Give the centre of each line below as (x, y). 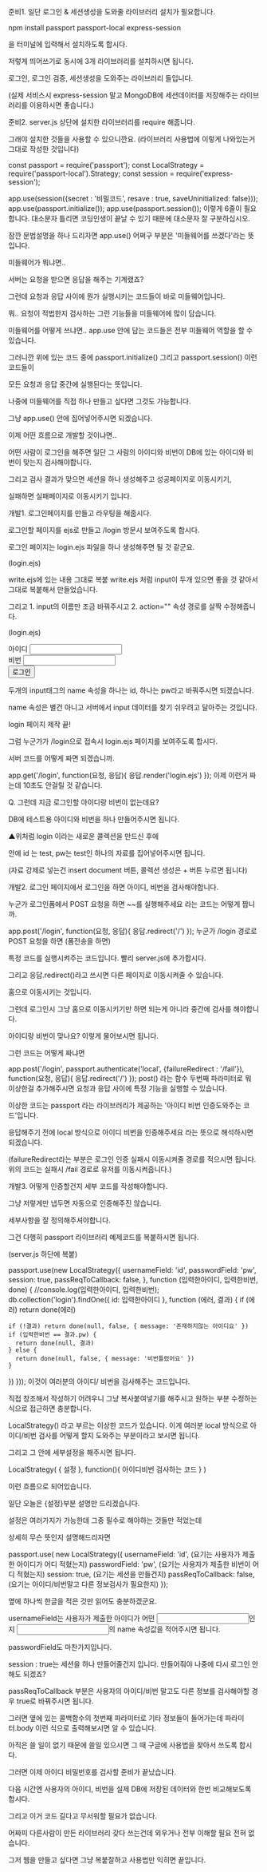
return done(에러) (47, 1310)
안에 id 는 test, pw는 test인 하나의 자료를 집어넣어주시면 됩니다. (107, 853)
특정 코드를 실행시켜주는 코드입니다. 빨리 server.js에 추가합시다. (107, 958)
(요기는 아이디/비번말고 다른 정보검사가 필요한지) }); (88, 1584)
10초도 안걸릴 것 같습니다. (63, 785)
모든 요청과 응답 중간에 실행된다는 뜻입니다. (75, 384)
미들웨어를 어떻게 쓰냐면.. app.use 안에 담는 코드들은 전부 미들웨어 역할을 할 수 (131, 330)
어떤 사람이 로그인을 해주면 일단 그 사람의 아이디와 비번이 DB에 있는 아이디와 (127, 452)
